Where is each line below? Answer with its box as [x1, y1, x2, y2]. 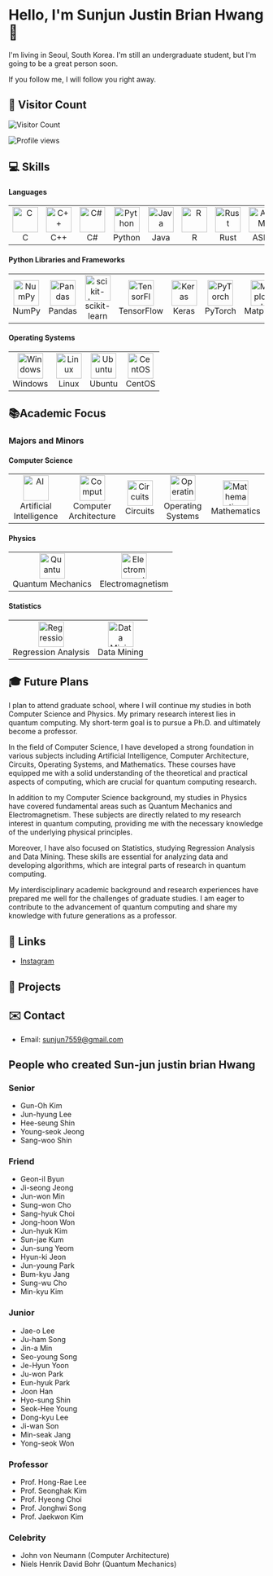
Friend [8, 1156, 35, 1167]
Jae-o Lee [19, 1326, 55, 1336]
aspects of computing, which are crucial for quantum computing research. [8, 777, 258, 787]
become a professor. [8, 727, 78, 737]
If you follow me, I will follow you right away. [8, 74, 157, 84]
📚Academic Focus [8, 407, 106, 420]
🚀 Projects [8, 979, 62, 993]
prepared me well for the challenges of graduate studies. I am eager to [8, 894, 245, 904]
